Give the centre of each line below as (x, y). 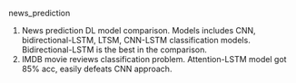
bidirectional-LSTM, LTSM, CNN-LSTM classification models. (136, 40)
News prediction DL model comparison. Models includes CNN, (138, 30)
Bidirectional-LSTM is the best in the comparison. (114, 50)
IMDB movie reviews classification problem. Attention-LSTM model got (154, 59)
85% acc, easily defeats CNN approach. (97, 69)
